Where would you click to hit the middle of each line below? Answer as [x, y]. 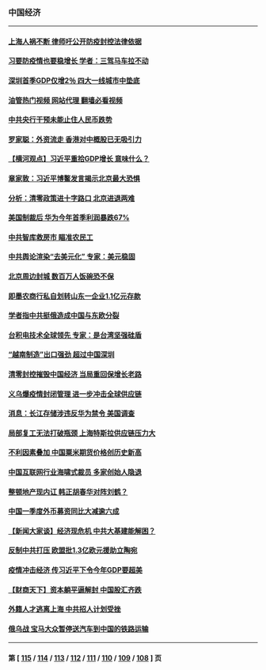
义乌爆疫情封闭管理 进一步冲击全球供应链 [75, 394]
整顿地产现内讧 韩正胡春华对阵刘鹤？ [68, 491]
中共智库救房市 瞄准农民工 [51, 237]
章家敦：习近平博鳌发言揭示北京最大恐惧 [74, 179]
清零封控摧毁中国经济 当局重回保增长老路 [75, 374]
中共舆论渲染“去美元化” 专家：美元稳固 [72, 257]
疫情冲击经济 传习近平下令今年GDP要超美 [76, 570]
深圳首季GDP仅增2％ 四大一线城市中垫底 [74, 81]
